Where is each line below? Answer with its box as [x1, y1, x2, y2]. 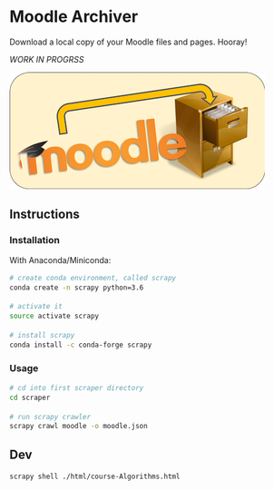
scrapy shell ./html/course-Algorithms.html [9, 472, 181, 482]
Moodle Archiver [9, 6, 139, 27]
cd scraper [9, 393, 51, 402]
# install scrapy [9, 330, 75, 339]
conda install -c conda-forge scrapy [9, 340, 152, 349]
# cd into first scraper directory [9, 383, 144, 392]
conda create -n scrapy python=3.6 [9, 283, 144, 292]
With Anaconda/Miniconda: [9, 254, 112, 265]
